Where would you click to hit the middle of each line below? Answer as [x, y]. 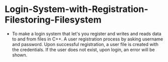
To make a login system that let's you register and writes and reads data [87, 33]
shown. [20, 55]
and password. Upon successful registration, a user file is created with [85, 44]
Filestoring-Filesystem [53, 20]
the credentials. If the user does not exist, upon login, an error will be [83, 49]
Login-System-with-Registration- [76, 9]
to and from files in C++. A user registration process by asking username [88, 39]
